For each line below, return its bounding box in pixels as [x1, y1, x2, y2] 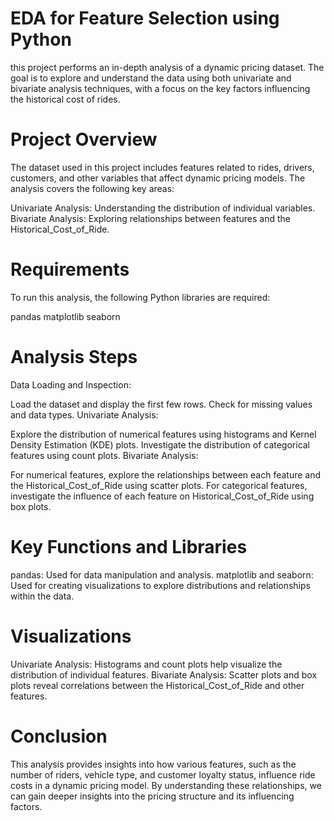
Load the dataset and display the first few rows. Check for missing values [10, 398, 313, 410]
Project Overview [10, 128, 158, 151]
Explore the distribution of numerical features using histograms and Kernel [10, 428, 317, 440]
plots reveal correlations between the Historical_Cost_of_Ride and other [10, 679, 305, 691]
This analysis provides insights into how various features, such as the [10, 758, 297, 770]
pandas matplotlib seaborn [10, 310, 121, 322]
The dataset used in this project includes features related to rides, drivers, [10, 161, 315, 173]
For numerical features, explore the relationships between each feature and [10, 468, 322, 481]
